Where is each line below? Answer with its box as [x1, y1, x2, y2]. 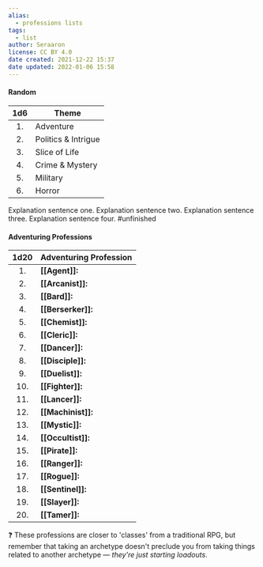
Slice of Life [35, 146, 80, 157]
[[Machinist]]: [40, 406, 93, 418]
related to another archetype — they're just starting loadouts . [8, 550, 208, 560]
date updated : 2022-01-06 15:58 [8, 63, 115, 71]
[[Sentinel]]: [40, 484, 87, 495]
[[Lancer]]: [40, 394, 82, 405]
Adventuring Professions [8, 232, 92, 241]
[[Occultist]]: [40, 433, 91, 444]
